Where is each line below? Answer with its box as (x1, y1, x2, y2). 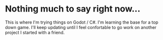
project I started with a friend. (5, 29, 65, 35)
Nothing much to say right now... (5, 3, 141, 14)
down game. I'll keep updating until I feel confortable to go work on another (5, 24, 157, 30)
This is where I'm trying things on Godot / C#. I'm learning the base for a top (5, 19, 159, 25)
